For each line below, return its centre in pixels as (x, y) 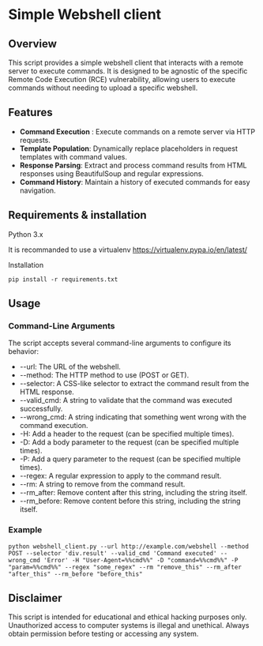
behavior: (24, 351)
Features (30, 113)
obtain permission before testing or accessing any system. (103, 634)
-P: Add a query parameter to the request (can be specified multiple (130, 459)
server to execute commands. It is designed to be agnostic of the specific (128, 71)
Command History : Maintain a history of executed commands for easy (135, 182)
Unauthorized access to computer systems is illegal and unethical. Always (129, 625)
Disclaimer (35, 598)
